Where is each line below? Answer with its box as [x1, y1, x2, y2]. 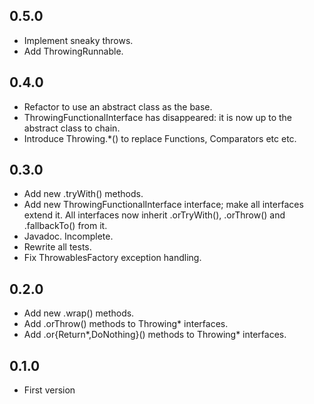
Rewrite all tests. [23, 241, 92, 253]
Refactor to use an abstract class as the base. [23, 100, 213, 113]
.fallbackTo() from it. [23, 220, 108, 232]
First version [23, 384, 76, 396]
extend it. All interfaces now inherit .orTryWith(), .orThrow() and [23, 209, 286, 221]
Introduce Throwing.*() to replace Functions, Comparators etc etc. [23, 132, 297, 144]
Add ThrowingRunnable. [23, 45, 124, 57]
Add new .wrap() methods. [23, 307, 135, 319]
